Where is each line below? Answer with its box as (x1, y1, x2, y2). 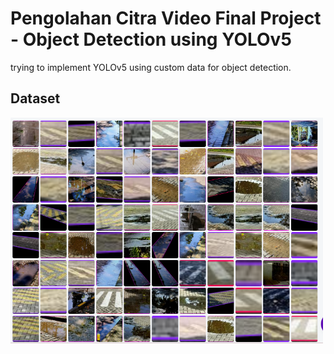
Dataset (10, 90, 61, 107)
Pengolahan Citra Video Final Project (10, 7, 322, 30)
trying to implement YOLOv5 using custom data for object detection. (10, 61, 292, 73)
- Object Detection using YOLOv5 (10, 28, 292, 51)
